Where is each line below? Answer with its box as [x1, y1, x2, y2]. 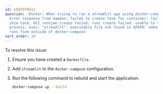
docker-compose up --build [12, 84, 67, 89]
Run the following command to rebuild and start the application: [12, 75, 139, 81]
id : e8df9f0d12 [5, 7, 36, 12]
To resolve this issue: [5, 47, 48, 53]
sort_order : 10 [5, 34, 36, 39]
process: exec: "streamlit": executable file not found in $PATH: [9, 25, 147, 30]
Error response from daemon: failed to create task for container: [9, 16, 149, 21]
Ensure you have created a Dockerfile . [12, 56, 90, 62]
